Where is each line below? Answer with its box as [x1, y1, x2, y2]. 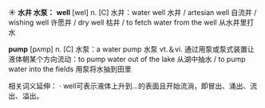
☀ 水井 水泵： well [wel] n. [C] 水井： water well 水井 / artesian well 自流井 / [8, 8, 257, 17]
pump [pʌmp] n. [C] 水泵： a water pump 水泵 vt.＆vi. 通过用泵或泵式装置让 [8, 44, 255, 54]
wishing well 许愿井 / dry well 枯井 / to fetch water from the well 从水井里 [8, 17, 247, 27]
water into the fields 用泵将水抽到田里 [8, 64, 132, 74]
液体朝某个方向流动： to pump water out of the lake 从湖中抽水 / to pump [8, 55, 246, 64]
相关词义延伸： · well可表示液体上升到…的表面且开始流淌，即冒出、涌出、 [8, 81, 251, 91]
